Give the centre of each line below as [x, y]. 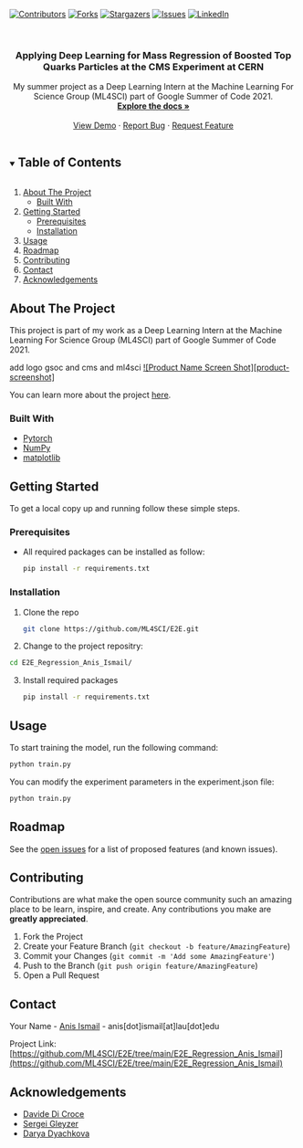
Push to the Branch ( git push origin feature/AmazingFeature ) [140, 966]
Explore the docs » [153, 106]
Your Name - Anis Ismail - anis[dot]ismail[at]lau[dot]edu [115, 1027]
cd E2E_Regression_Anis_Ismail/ [71, 663]
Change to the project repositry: [83, 646]
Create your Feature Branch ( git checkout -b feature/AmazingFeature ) [157, 946]
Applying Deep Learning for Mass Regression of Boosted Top [153, 55]
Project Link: [33, 1044]
